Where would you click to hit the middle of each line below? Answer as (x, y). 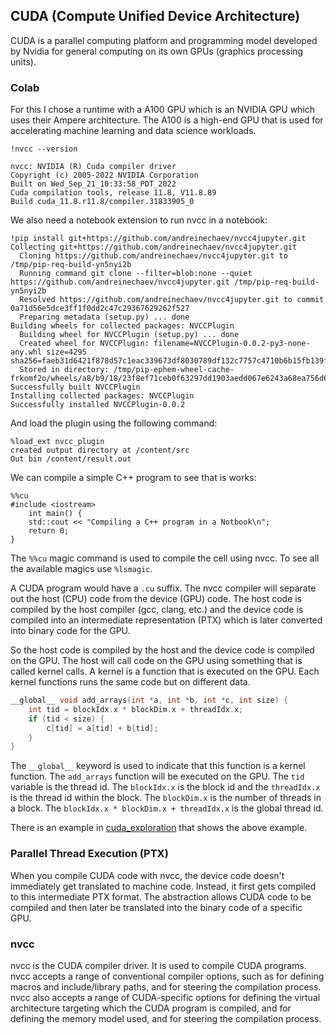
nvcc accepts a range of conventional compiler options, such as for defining (167, 976)
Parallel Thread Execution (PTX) (89, 854)
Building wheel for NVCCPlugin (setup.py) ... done (129, 335)
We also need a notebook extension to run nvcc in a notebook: (139, 220)
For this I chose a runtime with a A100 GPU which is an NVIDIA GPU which (163, 110)
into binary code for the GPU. (70, 631)
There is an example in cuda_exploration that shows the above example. (159, 828)
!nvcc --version (44, 149)
